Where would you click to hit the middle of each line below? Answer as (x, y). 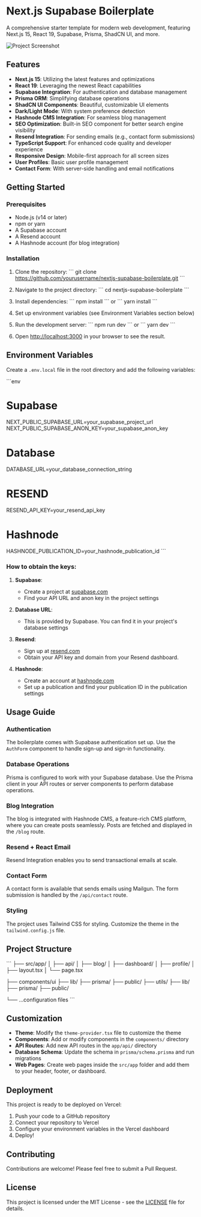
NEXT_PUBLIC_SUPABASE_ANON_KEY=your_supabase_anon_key (87, 428)
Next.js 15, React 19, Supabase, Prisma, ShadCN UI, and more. (83, 34)
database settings (46, 627)
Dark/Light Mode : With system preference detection (80, 111)
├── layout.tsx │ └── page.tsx (45, 970)
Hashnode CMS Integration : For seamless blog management (90, 117)
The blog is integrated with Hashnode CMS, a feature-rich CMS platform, (96, 819)
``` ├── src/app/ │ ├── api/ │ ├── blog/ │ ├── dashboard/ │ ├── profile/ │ (100, 964)
